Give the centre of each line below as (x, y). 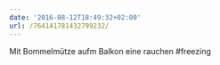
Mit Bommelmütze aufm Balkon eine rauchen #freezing (110, 51)
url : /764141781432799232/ (59, 26)
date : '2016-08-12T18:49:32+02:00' (75, 17)
